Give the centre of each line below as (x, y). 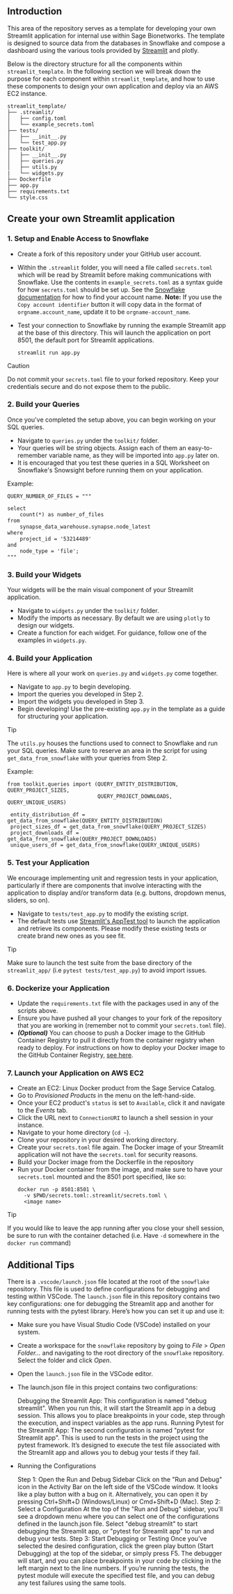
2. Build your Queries (43, 404)
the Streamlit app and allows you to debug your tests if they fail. (109, 1453)
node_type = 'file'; (49, 551)
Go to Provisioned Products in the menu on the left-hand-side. (106, 1096)
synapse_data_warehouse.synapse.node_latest (85, 527)
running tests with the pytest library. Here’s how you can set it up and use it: (116, 1312)
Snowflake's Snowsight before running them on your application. (110, 470)
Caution (18, 365)
